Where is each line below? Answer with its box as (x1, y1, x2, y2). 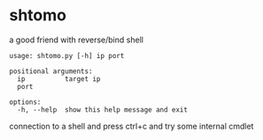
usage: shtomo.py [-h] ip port (9, 51, 125, 60)
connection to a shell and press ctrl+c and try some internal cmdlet (9, 121, 254, 131)
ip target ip (17, 74, 101, 84)
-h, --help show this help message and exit (17, 105, 189, 114)
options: (9, 98, 42, 107)
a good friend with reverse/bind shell (9, 34, 144, 45)
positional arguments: (9, 67, 93, 76)
